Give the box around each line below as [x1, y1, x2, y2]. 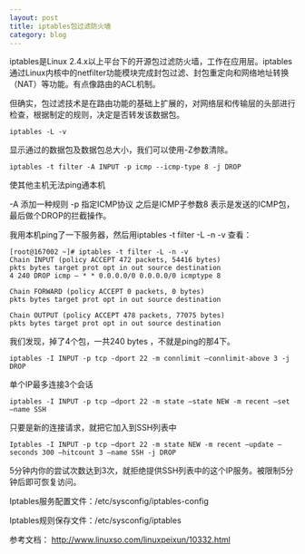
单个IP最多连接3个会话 [9, 379, 93, 390]
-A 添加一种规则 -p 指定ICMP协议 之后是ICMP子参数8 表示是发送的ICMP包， [9, 199, 295, 209]
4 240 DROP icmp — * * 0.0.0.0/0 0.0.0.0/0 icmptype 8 [9, 271, 221, 281]
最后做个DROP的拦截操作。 [9, 210, 112, 221]
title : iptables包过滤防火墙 [9, 22, 112, 31]
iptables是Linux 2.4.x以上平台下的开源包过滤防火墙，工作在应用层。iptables [9, 56, 293, 67]
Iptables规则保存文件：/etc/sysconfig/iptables [9, 515, 182, 526]
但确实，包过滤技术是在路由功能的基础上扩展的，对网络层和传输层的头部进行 [9, 98, 296, 109]
